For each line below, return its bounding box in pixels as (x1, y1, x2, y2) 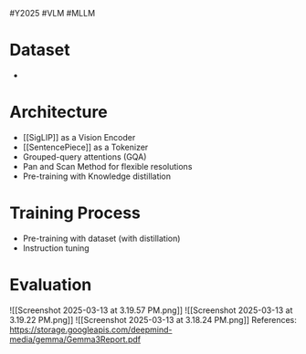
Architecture (9, 102, 108, 122)
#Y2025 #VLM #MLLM (9, 8, 96, 18)
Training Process (9, 203, 142, 224)
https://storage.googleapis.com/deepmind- (9, 324, 173, 335)
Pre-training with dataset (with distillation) (22, 233, 181, 244)
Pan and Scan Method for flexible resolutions (22, 161, 193, 172)
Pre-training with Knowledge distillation (22, 171, 172, 182)
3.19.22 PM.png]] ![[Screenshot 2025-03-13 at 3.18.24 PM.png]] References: (9, 314, 297, 325)
